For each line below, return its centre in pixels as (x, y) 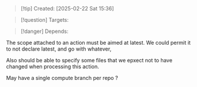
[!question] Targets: (45, 20)
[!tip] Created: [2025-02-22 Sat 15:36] (67, 9)
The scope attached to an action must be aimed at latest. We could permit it (98, 43)
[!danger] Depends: (44, 31)
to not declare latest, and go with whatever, (59, 49)
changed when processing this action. (53, 66)
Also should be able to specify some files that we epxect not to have (89, 60)
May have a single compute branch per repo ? (62, 78)
